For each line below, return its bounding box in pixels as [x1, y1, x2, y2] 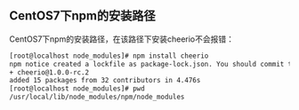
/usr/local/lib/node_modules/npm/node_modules [9, 92, 185, 102]
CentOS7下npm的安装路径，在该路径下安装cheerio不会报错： [9, 34, 234, 44]
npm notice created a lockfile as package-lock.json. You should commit [9, 59, 285, 68]
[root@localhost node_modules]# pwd [9, 84, 145, 93]
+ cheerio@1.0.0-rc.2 [9, 67, 90, 77]
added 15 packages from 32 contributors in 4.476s [9, 76, 201, 85]
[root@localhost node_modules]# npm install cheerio [9, 51, 209, 60]
